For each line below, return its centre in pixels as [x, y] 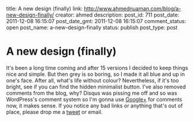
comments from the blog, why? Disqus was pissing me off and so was [92, 93]
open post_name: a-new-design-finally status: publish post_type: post [92, 27]
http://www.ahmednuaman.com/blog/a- [133, 9]
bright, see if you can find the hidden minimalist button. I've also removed [96, 87]
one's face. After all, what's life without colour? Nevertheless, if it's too [93, 80]
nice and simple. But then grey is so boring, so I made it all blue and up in [96, 74]
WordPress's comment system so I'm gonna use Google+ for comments [94, 99]
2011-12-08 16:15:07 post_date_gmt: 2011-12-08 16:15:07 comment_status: [96, 21]
